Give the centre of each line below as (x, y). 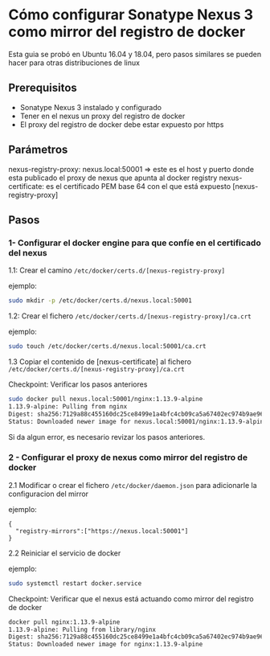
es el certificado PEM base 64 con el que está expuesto (138, 186)
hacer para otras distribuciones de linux (74, 63)
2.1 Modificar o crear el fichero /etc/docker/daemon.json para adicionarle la (133, 485)
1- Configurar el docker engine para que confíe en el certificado (135, 243)
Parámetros (38, 150)
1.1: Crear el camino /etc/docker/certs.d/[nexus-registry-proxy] (117, 270)
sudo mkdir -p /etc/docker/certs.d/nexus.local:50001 (100, 301)
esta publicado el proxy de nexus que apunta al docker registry (113, 178)
